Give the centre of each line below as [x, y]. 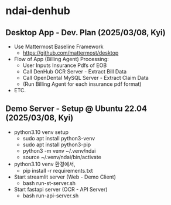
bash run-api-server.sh [51, 196]
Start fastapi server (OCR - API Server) [61, 189]
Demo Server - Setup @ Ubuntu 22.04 [76, 109]
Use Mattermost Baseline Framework [59, 46]
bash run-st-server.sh [49, 183]
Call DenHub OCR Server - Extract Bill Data [75, 71]
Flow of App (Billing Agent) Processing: [61, 59]
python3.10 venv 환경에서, [45, 164]
